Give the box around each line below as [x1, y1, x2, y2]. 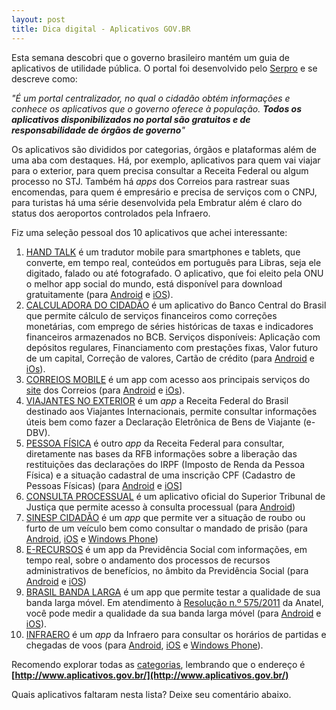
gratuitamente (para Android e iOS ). [25, 288, 174, 300]
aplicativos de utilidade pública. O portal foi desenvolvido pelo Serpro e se [11, 62, 318, 74]
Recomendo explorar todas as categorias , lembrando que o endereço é [11, 658, 306, 670]
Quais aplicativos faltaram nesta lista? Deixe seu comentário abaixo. [11, 688, 292, 700]
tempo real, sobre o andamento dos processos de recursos [25, 554, 271, 566]
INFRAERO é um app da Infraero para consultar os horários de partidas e [25, 628, 327, 640]
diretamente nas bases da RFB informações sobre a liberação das [25, 447, 298, 460]
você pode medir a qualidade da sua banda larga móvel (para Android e [25, 607, 322, 619]
